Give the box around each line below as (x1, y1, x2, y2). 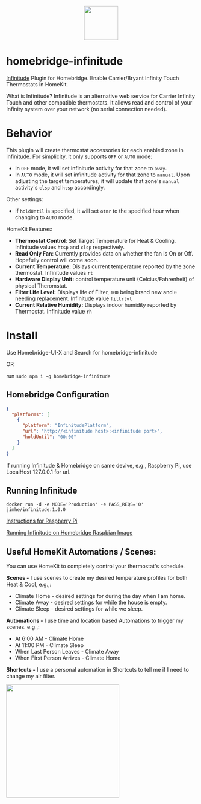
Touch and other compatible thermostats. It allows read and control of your (6, 98, 193, 106)
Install (6, 329, 38, 343)
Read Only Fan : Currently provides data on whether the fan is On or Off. (14, 249, 194, 257)
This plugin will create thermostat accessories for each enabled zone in (6, 146, 184, 153)
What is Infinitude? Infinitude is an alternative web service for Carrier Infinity (6, 92, 196, 100)
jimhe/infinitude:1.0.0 (6, 507, 66, 513)
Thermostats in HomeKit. (6, 80, 68, 88)
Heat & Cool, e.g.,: (6, 580, 52, 588)
